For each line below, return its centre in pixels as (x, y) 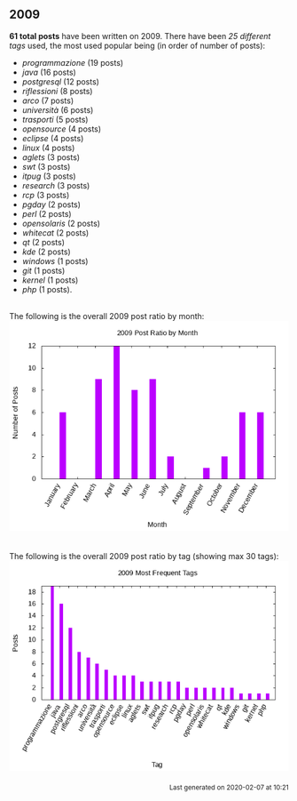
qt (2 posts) (43, 242)
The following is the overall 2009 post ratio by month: (107, 316)
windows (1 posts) (55, 260)
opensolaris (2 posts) (61, 223)
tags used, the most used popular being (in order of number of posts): (137, 45)
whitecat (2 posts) (55, 232)
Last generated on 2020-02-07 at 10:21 (229, 787)
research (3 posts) (56, 185)
